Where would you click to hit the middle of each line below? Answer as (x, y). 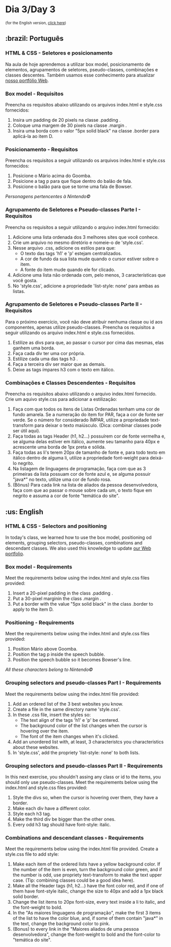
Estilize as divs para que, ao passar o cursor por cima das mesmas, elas (88, 342)
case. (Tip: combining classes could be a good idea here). (74, 880)
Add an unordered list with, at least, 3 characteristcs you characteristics (88, 742)
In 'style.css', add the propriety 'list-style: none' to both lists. (76, 752)
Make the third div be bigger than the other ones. (64, 819)
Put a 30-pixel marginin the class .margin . (57, 599)
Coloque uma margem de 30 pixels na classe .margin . (70, 125)
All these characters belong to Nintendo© (49, 670)
